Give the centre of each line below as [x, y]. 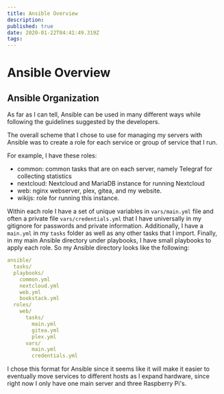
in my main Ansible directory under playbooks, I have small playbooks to [109, 241]
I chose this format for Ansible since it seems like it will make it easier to [109, 369]
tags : [15, 39]
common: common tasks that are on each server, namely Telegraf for [114, 169]
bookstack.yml [39, 299]
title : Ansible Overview [42, 13]
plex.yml [44, 336]
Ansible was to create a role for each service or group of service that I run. [112, 143]
